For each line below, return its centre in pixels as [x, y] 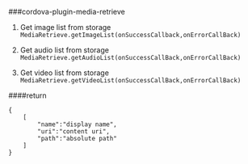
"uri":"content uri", [74, 132]
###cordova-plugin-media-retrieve [67, 12]
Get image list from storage [65, 27]
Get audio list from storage [64, 50]
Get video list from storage [64, 73]
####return [27, 95]
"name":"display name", [77, 124]
